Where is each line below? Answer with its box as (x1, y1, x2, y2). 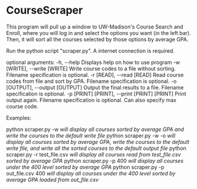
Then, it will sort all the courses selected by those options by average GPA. (6, 36, 189, 43)
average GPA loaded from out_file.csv (6, 176, 99, 183)
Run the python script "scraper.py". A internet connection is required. (6, 47, 175, 54)
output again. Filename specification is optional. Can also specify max (6, 96, 177, 104)
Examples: (6, 114, 31, 121)
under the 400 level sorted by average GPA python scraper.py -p (6, 164, 164, 171)
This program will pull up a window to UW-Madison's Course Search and (6, 23, 183, 30)
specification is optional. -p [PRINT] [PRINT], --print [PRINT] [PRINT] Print (6, 90, 186, 97)
